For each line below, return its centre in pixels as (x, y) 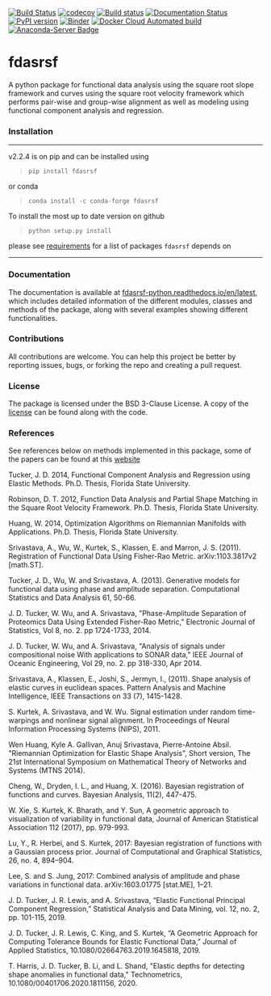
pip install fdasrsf (63, 171)
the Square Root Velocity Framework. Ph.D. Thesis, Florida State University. (134, 508)
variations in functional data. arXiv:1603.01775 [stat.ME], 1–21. (111, 884)
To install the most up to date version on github (87, 216)
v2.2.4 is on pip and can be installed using (79, 157)
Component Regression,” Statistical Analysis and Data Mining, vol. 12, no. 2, (134, 909)
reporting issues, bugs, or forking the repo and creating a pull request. (125, 365)
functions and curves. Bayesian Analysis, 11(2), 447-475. (103, 795)
